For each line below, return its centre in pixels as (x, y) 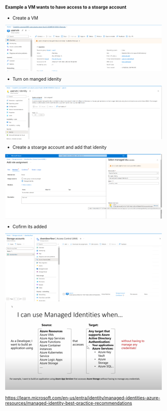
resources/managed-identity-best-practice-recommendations (69, 403)
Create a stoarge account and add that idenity (59, 147)
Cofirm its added (30, 227)
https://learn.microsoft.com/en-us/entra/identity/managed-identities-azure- (83, 398)
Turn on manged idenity (37, 79)
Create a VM (25, 18)
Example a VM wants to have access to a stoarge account (66, 7)
